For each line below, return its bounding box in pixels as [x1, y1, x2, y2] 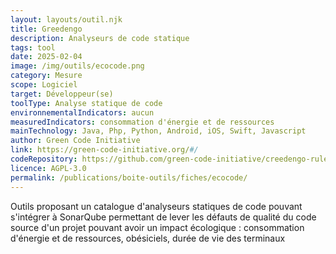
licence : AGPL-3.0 [10, 163, 87, 173]
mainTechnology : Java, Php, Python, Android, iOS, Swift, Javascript [10, 126, 307, 136]
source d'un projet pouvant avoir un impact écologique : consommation [10, 221, 305, 233]
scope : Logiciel [10, 80, 78, 90]
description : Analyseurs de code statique [10, 33, 190, 43]
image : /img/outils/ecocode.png [10, 61, 145, 71]
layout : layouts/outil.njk [10, 14, 123, 25]
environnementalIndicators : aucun [10, 107, 155, 118]
